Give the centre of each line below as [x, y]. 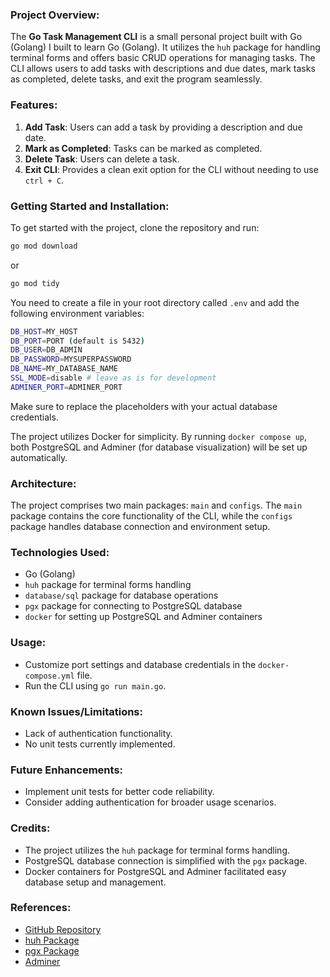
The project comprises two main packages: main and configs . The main [156, 505]
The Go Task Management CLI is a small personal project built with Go [156, 37]
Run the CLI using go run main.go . [95, 685]
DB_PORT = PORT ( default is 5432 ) [77, 341]
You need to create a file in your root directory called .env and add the [155, 302]
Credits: [30, 828]
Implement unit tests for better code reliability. [119, 792]
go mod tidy [35, 283]
